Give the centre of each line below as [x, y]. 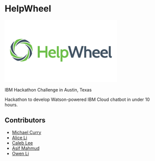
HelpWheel [28, 9]
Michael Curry [26, 132]
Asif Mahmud [26, 148]
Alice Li [19, 138]
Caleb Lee [22, 143]
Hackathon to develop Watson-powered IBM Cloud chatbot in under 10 [77, 99]
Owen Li [20, 153]
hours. [11, 104]
